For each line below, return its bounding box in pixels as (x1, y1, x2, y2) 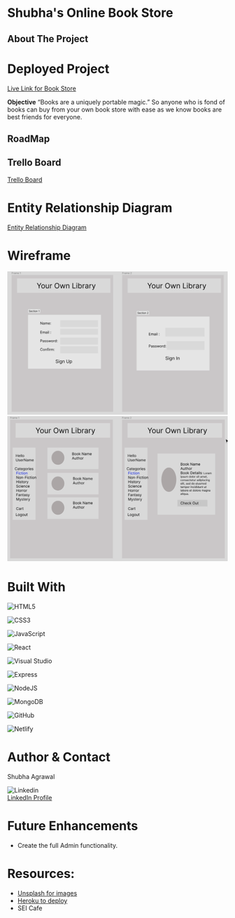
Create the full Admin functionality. (17, 841, 118, 849)
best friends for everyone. (7, 112, 83, 121)
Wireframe (7, 248, 71, 264)
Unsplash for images (17, 889, 78, 897)
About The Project (7, 33, 89, 45)
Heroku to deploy (17, 896, 68, 905)
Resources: (7, 866, 75, 882)
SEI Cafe (17, 903, 43, 912)
